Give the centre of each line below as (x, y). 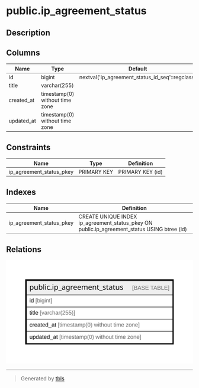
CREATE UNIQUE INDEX (108, 216)
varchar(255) (57, 85)
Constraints (28, 147)
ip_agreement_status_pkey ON (115, 223)
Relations (24, 249)
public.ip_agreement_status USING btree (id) (133, 229)
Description (28, 33)
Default (138, 69)
